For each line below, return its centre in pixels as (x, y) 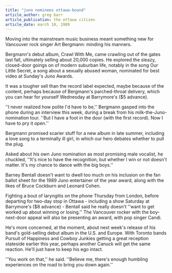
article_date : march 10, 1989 (38, 24)
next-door (16, 218)
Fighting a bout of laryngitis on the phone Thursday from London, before (82, 196)
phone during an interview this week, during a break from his (70, 112)
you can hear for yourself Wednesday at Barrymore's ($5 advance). (77, 97)
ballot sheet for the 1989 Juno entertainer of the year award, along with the (85, 181)
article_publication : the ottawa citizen (50, 19)
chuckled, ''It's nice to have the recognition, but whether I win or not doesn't (86, 160)
